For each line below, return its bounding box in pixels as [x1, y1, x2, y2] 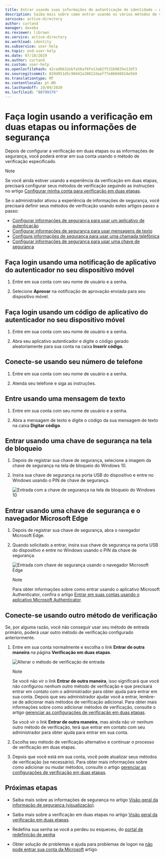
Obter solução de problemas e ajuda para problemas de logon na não [12, 841, 153, 847]
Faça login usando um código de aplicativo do [5, 308, 148, 316]
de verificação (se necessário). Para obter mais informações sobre [12, 759, 148, 765]
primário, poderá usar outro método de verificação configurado [5, 629, 134, 635]
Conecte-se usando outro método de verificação [5, 611, 158, 620]
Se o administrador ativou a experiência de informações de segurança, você [5, 198, 160, 203]
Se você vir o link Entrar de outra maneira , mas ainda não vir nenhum [12, 719, 154, 725]
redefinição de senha [12, 831, 55, 837]
